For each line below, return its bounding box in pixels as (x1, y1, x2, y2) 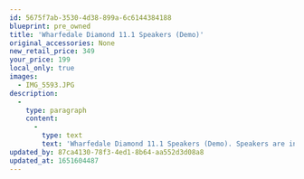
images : (9, 72, 39, 81)
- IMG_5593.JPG (17, 80, 75, 89)
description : (9, 89, 59, 98)
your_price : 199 (9, 55, 71, 64)
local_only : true (9, 64, 75, 73)
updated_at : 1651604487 (9, 155, 100, 165)
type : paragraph (25, 106, 88, 115)
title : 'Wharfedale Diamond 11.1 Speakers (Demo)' (9, 30, 204, 39)
